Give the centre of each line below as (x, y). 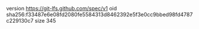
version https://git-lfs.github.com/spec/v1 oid (62, 8)
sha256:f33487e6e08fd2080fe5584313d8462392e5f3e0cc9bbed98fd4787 (99, 14)
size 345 (46, 21)
